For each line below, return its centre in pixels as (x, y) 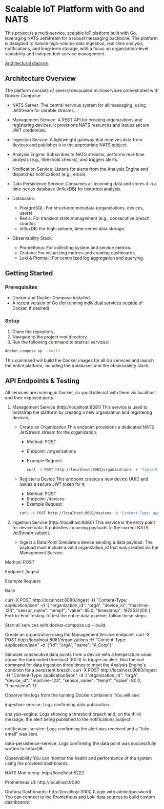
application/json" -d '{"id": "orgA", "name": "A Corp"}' (59, 645)
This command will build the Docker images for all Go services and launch (80, 360)
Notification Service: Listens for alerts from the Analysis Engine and (80, 169)
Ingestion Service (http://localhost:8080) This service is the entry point (83, 522)
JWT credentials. (29, 130)
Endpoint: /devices (46, 499)
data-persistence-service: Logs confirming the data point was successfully (81, 743)
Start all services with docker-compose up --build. (56, 625)
